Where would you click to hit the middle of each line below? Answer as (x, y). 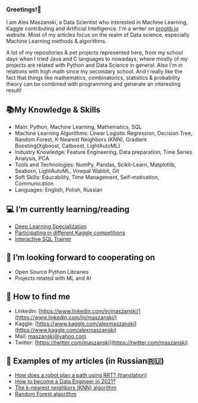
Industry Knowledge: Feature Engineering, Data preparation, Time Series (103, 152)
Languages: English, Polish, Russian (58, 190)
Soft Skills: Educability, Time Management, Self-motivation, (87, 178)
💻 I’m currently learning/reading (68, 209)
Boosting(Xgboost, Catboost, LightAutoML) (67, 146)
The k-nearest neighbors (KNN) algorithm (66, 388)
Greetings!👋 (24, 9)
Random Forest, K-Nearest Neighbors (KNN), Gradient (81, 140)
